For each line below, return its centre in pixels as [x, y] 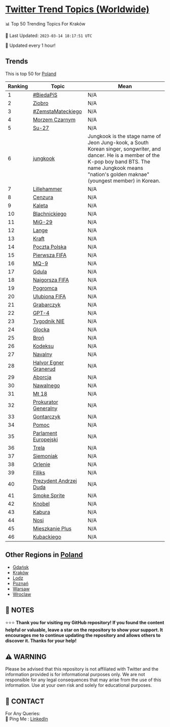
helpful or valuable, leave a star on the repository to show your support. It [84, 630]
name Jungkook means [115, 168]
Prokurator [45, 402]
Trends [17, 61]
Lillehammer [47, 189]
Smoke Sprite [49, 496]
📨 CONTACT [25, 701]
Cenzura [43, 197]
